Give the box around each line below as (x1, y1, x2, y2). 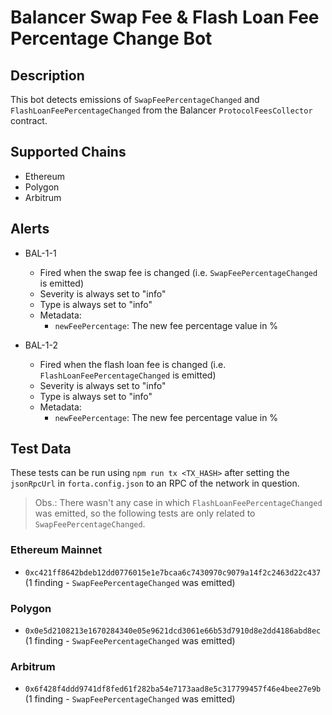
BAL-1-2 (24, 339, 58, 351)
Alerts (10, 221, 50, 238)
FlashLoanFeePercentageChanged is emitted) (39, 369, 217, 381)
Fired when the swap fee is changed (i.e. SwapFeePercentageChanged (39, 266, 318, 278)
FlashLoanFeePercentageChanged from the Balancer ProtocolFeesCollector (10, 104, 313, 116)
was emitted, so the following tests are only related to (34, 507, 256, 520)
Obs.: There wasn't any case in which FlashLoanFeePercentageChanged (34, 497, 323, 509)
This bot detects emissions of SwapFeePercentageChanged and (10, 94, 260, 105)
